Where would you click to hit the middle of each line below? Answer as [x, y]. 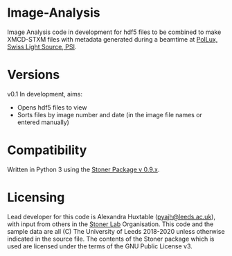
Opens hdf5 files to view [52, 107]
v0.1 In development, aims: [45, 94]
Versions [34, 75]
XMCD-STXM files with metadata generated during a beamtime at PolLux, [113, 39]
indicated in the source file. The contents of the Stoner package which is [111, 239]
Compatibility [47, 150]
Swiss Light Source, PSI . [42, 46]
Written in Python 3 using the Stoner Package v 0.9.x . [83, 169]
